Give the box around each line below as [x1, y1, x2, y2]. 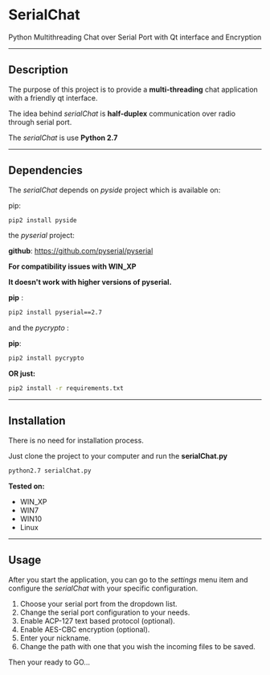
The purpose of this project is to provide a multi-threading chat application [8, 84, 259, 94]
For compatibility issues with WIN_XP [8, 261, 137, 271]
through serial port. [8, 117, 72, 126]
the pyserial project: [8, 231, 75, 241]
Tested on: [8, 481, 45, 491]
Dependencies [8, 163, 83, 178]
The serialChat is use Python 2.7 [8, 133, 118, 142]
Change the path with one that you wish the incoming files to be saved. [19, 641, 256, 651]
